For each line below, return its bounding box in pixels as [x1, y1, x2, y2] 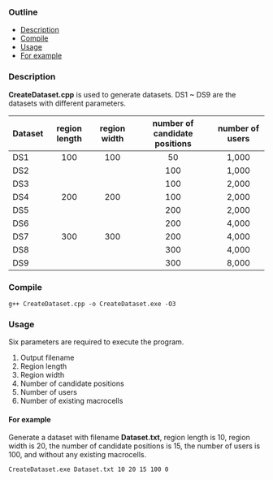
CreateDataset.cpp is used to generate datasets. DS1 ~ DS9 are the [8, 89, 236, 99]
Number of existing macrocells [19, 396, 123, 406]
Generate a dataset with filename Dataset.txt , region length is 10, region [8, 433, 250, 443]
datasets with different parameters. [8, 98, 126, 108]
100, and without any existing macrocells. [8, 450, 147, 460]
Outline [8, 6, 38, 18]
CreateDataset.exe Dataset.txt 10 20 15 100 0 [8, 465, 169, 474]
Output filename [19, 352, 75, 363]
